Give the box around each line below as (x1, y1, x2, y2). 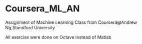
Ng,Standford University (5, 24, 55, 30)
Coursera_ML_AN (5, 3, 80, 14)
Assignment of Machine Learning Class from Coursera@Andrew (5, 19, 137, 25)
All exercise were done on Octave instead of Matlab (5, 34, 111, 40)
